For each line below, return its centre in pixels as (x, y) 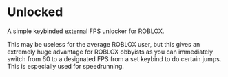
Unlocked (35, 12)
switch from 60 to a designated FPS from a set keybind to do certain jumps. (114, 58)
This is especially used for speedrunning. (65, 66)
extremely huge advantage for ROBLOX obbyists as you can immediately (110, 52)
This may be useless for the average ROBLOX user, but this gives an (104, 44)
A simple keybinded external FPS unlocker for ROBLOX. (86, 31)
